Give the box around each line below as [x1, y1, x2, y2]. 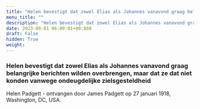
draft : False [6, 31, 39, 37]
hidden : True [6, 36, 39, 42]
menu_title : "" [6, 14, 44, 20]
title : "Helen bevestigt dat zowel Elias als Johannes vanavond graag [6, 8, 185, 15]
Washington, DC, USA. [6, 96, 61, 104]
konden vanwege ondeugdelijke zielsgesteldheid [6, 76, 151, 85]
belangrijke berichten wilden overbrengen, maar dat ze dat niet [6, 69, 192, 77]
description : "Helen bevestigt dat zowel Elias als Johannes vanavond [6, 20, 185, 26]
